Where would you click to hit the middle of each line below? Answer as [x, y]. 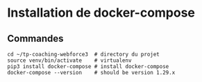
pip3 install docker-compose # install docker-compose [88, 67]
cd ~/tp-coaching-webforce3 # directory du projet [83, 54]
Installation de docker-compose [101, 13]
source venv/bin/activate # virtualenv [69, 60]
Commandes [35, 39]
